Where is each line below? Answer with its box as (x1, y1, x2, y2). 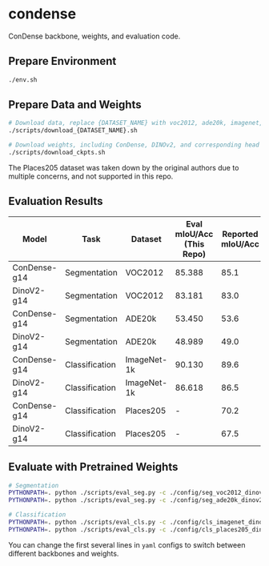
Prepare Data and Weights (8, 98, 142, 112)
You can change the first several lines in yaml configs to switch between (8, 540, 246, 549)
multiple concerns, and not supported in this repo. (8, 171, 174, 181)
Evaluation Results (8, 195, 103, 208)
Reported (222, 228, 259, 239)
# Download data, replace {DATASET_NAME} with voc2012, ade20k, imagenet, (8, 119, 263, 127)
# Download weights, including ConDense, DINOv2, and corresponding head (8, 141, 260, 149)
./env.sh (8, 75, 38, 84)
